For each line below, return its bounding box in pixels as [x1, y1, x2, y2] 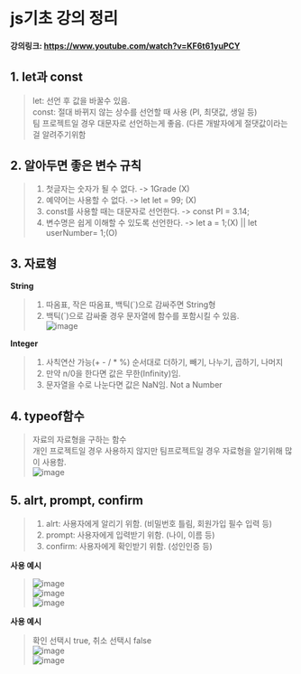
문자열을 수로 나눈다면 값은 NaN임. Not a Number [45, 379, 223, 390]
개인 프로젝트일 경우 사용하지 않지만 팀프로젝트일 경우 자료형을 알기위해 [32, 445, 283, 456]
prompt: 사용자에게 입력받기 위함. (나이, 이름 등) [45, 529, 215, 540]
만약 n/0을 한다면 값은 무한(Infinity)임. [45, 368, 181, 379]
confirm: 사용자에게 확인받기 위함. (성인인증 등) [45, 540, 213, 551]
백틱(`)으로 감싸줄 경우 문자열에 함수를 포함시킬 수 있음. [45, 311, 240, 322]
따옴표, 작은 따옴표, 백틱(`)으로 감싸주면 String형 [45, 299, 216, 310]
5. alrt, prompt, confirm [10, 493, 143, 509]
